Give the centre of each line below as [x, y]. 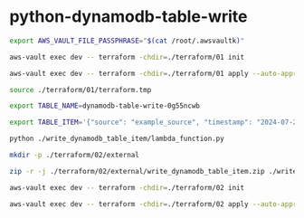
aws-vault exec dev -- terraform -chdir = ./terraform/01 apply [129, 73]
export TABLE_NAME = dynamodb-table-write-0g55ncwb [105, 106]
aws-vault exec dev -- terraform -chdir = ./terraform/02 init [127, 187]
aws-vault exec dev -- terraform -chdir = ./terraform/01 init [127, 57]
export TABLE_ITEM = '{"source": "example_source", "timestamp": [131, 123]
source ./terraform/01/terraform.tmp [81, 90]
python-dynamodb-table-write [128, 17]
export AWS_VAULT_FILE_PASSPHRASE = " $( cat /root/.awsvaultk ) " [127, 41]
